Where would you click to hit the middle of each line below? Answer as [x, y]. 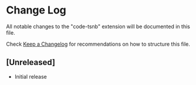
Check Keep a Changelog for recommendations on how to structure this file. [98, 44]
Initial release [31, 76]
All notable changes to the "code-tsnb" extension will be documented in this [98, 26]
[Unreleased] [31, 62]
